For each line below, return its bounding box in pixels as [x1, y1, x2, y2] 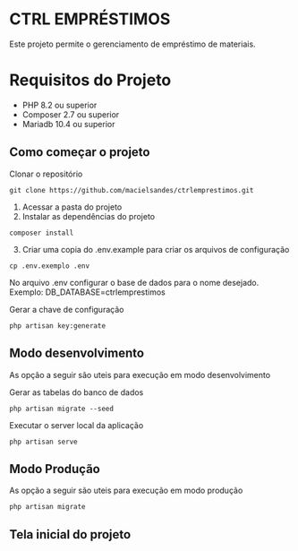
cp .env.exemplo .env [9, 261, 90, 271]
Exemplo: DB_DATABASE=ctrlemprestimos [9, 287, 166, 297]
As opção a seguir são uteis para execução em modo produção [9, 485, 243, 496]
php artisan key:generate [9, 321, 106, 331]
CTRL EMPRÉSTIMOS [9, 9, 171, 30]
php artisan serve [9, 437, 78, 446]
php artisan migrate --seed [9, 404, 115, 413]
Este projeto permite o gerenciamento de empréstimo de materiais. [9, 39, 257, 49]
